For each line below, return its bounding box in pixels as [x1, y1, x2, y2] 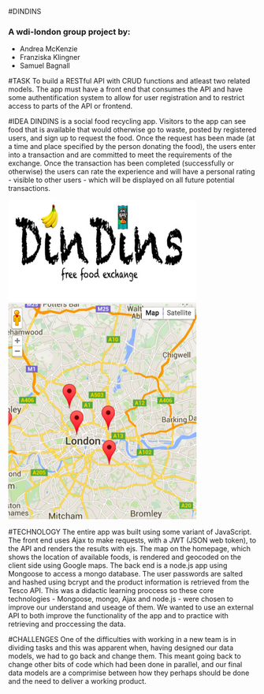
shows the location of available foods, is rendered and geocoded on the [8, 552, 242, 562]
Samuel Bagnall [19, 61, 71, 70]
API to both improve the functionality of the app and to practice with [8, 611, 229, 621]
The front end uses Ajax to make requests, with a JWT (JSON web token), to [8, 535, 257, 545]
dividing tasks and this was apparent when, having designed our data [8, 643, 234, 653]
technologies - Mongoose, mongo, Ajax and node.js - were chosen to [8, 595, 234, 604]
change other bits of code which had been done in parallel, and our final [8, 660, 243, 670]
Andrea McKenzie [19, 44, 78, 54]
